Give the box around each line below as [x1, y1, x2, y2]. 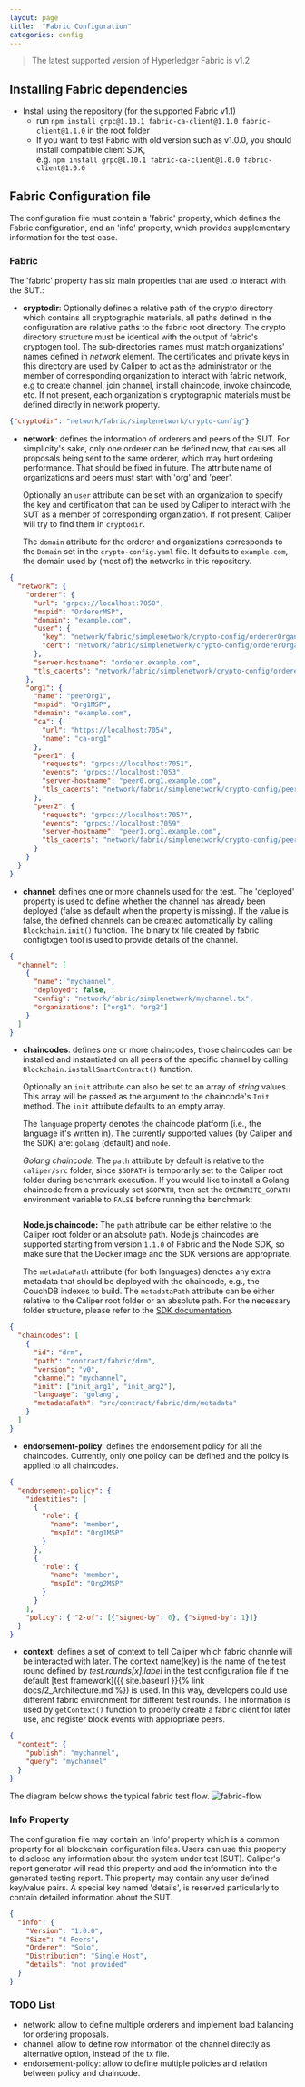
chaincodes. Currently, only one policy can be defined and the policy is [22, 1450, 289, 1461]
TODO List [9, 1999, 56, 2011]
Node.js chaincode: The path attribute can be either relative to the [22, 1220, 272, 1231]
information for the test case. [9, 232, 118, 242]
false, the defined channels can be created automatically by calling [22, 915, 274, 926]
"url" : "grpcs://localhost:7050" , [33, 598, 165, 608]
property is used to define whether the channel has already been [22, 896, 266, 907]
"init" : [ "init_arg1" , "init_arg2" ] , [33, 1382, 177, 1391]
